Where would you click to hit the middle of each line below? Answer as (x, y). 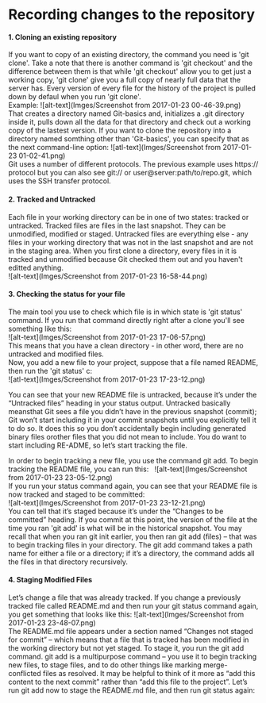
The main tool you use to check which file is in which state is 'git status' (125, 312)
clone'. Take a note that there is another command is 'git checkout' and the (130, 63)
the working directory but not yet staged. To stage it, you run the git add (126, 648)
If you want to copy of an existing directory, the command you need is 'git (129, 55)
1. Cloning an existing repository (63, 36)
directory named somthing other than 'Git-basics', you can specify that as (129, 139)
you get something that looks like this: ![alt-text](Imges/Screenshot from (126, 614)
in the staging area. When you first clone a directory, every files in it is (123, 251)
